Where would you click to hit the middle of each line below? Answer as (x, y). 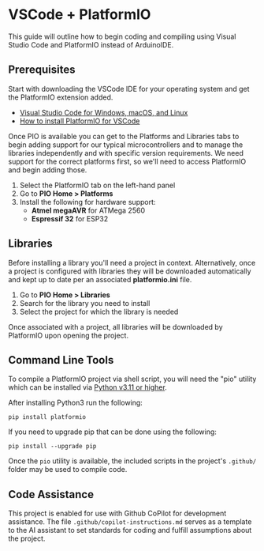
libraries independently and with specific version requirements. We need (126, 153)
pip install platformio (47, 417)
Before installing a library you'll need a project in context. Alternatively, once (132, 262)
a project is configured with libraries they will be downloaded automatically (130, 271)
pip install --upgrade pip (52, 447)
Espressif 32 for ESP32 (70, 218)
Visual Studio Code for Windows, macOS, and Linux (104, 112)
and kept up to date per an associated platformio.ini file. (100, 279)
